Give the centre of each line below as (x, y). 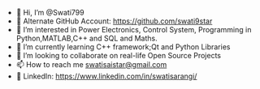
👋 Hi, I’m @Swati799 (50, 13)
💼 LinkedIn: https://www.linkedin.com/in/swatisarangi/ (106, 76)
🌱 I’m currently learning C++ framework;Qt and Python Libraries (123, 47)
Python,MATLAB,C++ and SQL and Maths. (87, 38)
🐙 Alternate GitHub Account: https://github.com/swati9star (114, 21)
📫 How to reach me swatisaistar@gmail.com (91, 64)
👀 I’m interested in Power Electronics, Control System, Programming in (134, 30)
